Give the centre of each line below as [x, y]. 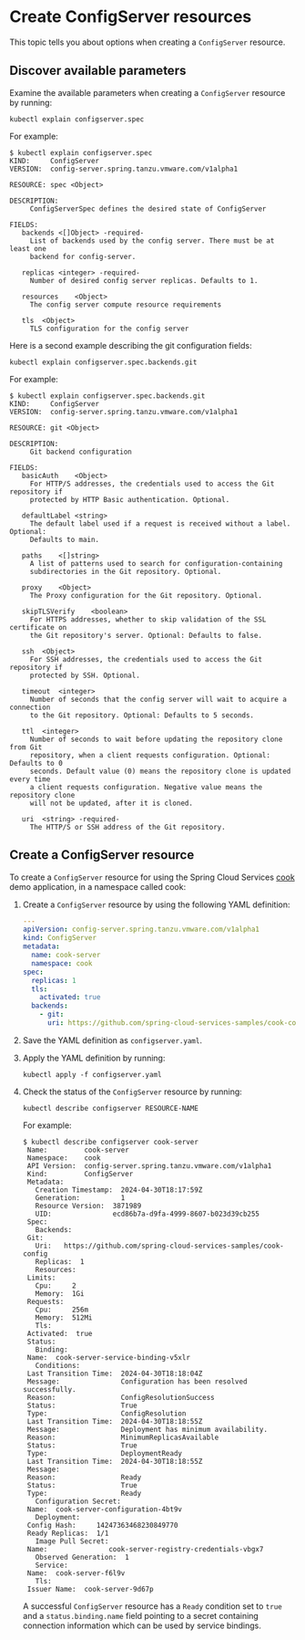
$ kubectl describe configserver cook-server [110, 1142]
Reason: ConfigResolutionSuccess [121, 1397]
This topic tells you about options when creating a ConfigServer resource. [147, 42]
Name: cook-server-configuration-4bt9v [105, 1509]
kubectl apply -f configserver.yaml [92, 1074]
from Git [26, 747]
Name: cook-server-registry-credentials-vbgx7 [145, 1549]
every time [30, 779]
